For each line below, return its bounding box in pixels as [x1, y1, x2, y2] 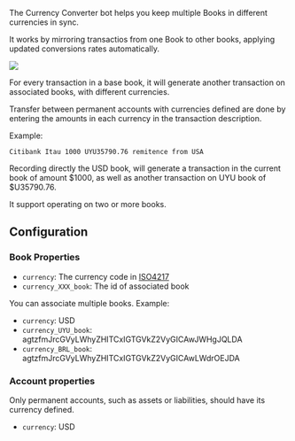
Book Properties [9, 251, 81, 264]
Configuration [9, 225, 89, 240]
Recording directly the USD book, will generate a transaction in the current [9, 163, 281, 174]
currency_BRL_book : [21, 343, 93, 353]
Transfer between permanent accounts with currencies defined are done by [9, 104, 286, 114]
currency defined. [9, 404, 75, 414]
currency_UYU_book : [21, 324, 93, 335]
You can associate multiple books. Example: [9, 298, 170, 308]
